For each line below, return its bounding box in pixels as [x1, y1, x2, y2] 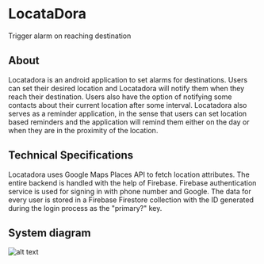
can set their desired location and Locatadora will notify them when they [8, 83, 245, 93]
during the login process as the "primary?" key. [8, 203, 163, 212]
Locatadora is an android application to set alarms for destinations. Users [8, 75, 248, 84]
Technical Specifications [8, 148, 134, 163]
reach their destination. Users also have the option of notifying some [8, 92, 232, 101]
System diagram [8, 226, 91, 239]
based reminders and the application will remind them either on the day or [8, 117, 250, 127]
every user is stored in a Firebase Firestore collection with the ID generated [8, 195, 254, 205]
